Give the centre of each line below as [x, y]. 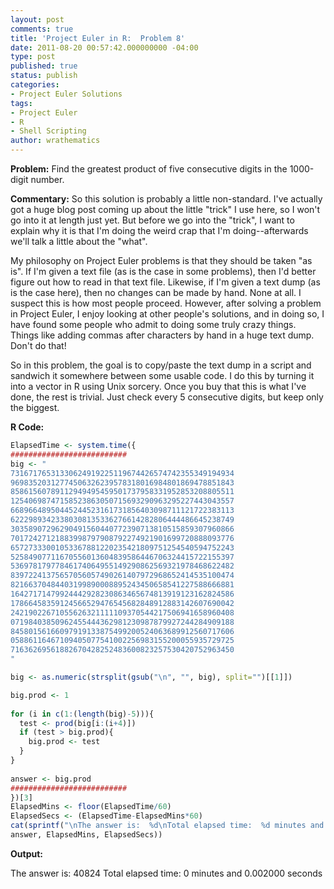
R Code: [27, 427]
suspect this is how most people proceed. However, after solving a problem [166, 303]
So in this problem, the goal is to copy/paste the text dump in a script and [161, 365]
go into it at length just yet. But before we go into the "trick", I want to [152, 220]
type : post [33, 57]
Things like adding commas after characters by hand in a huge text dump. [162, 335]
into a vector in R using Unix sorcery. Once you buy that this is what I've [158, 386]
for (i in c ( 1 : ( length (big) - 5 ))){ [82, 714]
